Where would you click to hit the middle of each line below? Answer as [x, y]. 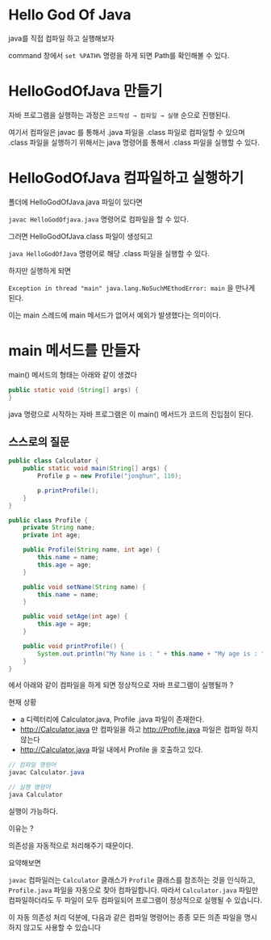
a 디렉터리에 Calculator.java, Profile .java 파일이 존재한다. [112, 719]
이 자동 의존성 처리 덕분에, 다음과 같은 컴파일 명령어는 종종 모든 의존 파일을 [125, 917]
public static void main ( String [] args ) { [95, 469]
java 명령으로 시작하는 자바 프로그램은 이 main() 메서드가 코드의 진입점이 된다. [131, 414]
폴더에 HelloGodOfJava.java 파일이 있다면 [75, 202]
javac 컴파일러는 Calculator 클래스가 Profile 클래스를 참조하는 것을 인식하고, [132, 879]
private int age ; [52, 535]
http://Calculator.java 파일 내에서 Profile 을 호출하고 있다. [111, 750]
